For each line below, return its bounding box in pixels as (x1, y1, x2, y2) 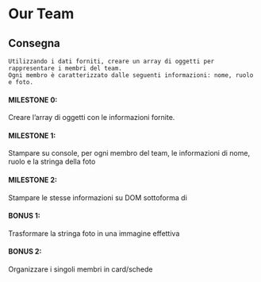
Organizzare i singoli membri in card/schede (8, 265, 153, 274)
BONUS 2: (8, 247, 42, 257)
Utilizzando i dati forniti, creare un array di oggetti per (8, 57, 215, 65)
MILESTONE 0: (8, 95, 58, 104)
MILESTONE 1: (8, 130, 56, 140)
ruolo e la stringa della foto (8, 156, 96, 167)
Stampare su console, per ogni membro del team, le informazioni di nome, (8, 149, 251, 158)
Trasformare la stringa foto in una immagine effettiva (8, 228, 180, 238)
